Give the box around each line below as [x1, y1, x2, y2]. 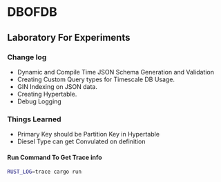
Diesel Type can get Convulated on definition [17, 137, 146, 145]
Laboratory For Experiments [7, 32, 131, 43]
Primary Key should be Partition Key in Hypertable [17, 130, 160, 139]
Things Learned [7, 114, 61, 124]
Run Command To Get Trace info [7, 153, 102, 161]
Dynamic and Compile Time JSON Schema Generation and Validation [17, 68, 214, 76]
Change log [7, 52, 47, 62]
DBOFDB [7, 4, 57, 20]
